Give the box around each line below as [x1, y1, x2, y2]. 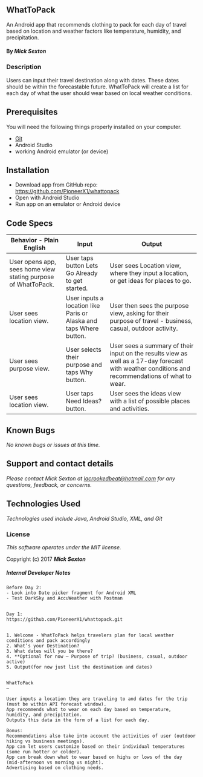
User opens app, [9, 257, 56, 266]
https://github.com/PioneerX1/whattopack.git [6, 616, 123, 623]
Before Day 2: [6, 584, 42, 590]
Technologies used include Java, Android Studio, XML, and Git [6, 515, 163, 522]
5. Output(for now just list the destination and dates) [6, 664, 153, 670]
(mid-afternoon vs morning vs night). [6, 759, 104, 765]
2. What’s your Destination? [6, 643, 80, 649]
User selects [65, 345, 101, 354]
